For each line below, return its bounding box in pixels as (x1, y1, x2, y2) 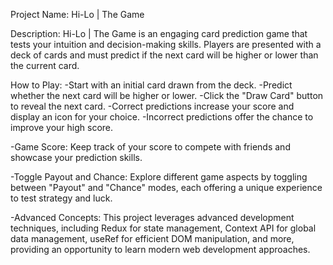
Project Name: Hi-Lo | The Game (10, 9, 145, 20)
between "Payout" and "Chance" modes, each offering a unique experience (10, 182, 323, 193)
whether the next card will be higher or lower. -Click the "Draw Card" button (10, 90, 324, 101)
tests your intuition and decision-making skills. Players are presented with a (10, 39, 322, 50)
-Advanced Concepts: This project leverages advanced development (10, 212, 295, 223)
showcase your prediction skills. (10, 152, 143, 163)
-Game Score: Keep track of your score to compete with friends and (10, 141, 291, 153)
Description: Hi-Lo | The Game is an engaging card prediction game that (10, 28, 308, 39)
